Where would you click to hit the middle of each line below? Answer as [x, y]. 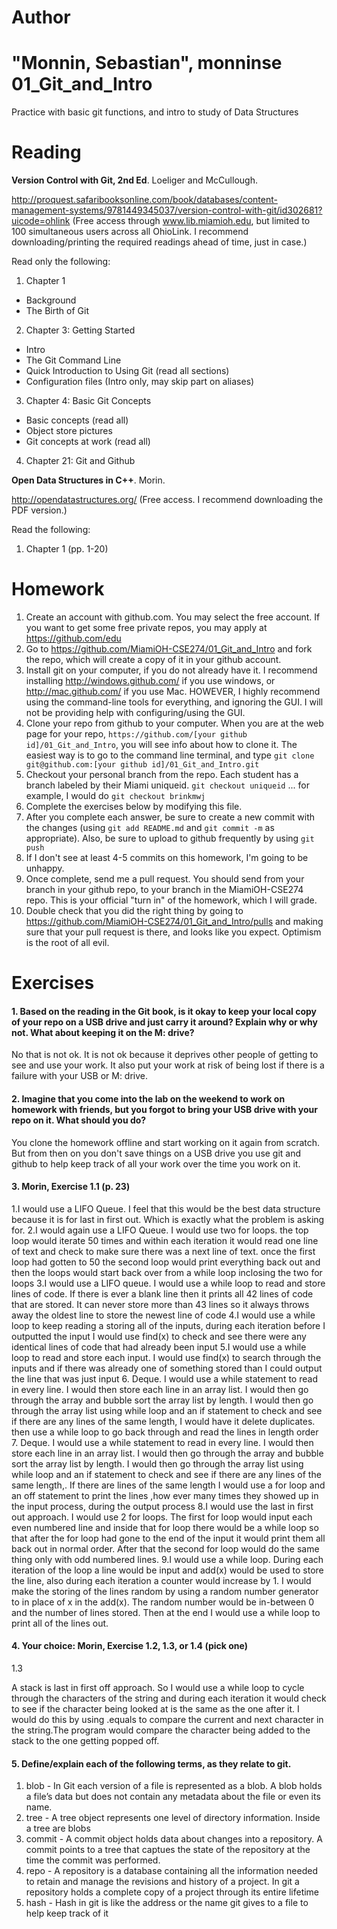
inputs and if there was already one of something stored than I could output [167, 1368]
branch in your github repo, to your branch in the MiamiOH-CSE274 [164, 889]
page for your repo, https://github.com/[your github [136, 734]
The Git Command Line [73, 360]
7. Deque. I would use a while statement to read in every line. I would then [162, 1442]
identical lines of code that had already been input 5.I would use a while [159, 1347]
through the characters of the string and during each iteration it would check [169, 1698]
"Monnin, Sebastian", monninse [147, 63]
